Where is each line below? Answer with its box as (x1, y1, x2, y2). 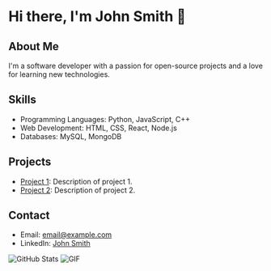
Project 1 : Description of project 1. (19, 176, 133, 186)
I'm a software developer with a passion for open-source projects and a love (8, 61, 263, 70)
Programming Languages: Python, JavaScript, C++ (19, 114, 190, 124)
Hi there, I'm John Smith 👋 (8, 7, 186, 26)
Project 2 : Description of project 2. (19, 185, 136, 195)
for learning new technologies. (8, 70, 111, 79)
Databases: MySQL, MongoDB (19, 131, 122, 141)
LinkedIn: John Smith (19, 239, 91, 248)
